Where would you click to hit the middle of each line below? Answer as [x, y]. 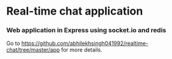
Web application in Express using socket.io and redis [86, 30]
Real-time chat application [75, 11]
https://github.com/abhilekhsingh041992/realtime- [84, 43]
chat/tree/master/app [33, 50]
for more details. [81, 50]
